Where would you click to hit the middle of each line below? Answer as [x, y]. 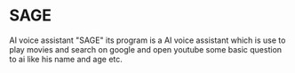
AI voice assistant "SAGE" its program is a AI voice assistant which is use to [147, 40]
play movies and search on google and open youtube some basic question [146, 49]
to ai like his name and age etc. [66, 59]
